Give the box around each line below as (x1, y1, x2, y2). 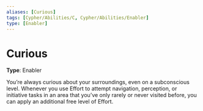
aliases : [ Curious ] (6, 9, 56, 15)
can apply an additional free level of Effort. (6, 98, 114, 106)
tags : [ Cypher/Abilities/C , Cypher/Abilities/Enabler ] (6, 15, 149, 21)
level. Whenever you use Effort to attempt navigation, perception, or (6, 85, 177, 92)
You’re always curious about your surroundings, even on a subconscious (6, 79, 190, 86)
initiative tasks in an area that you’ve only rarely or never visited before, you (6, 91, 197, 99)
